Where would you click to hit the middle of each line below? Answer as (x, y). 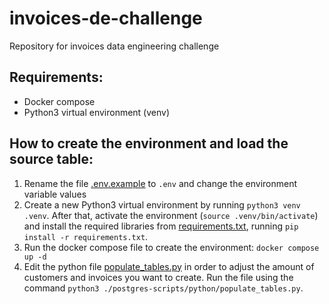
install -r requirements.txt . (86, 236)
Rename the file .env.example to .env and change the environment (160, 183)
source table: (51, 159)
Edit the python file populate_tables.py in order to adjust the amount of (169, 266)
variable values (55, 194)
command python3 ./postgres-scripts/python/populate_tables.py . (163, 288)
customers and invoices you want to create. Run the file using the (158, 277)
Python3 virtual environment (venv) (97, 112)
